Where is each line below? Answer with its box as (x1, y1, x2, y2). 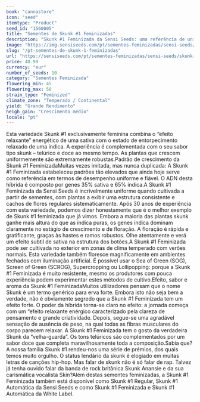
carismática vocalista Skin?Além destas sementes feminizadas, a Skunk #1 (6, 371, 189, 379)
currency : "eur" (6, 64, 46, 70)
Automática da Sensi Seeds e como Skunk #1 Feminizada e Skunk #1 (6, 384, 174, 391)
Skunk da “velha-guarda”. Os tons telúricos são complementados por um (6, 333, 185, 341)
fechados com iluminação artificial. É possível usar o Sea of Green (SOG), (6, 257, 187, 264)
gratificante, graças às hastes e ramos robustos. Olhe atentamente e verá (6, 232, 186, 239)
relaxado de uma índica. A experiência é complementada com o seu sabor (6, 143, 189, 150)
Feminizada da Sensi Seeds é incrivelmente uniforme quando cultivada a (6, 187, 185, 194)
